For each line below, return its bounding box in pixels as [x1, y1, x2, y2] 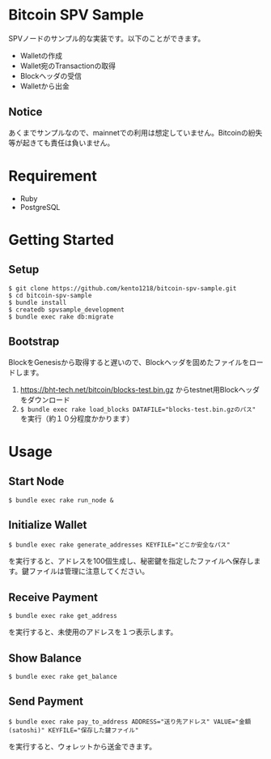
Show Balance [8, 651, 83, 665]
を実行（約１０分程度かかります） [19, 414, 134, 423]
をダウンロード [19, 395, 70, 405]
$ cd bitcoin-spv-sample [8, 291, 92, 299]
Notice [8, 105, 43, 119]
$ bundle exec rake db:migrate [8, 312, 114, 321]
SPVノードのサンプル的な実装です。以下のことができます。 [8, 33, 205, 43]
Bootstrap [8, 335, 60, 349]
